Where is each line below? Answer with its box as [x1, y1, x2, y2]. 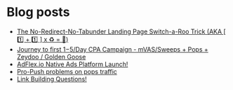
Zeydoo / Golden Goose [16, 52, 86, 61]
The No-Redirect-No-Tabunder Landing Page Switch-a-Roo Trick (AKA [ [16, 27, 226, 36]
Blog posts [6, 4, 70, 20]
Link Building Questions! [16, 75, 87, 83]
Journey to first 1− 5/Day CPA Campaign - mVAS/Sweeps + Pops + [16, 45, 208, 53]
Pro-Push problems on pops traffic [16, 67, 117, 75]
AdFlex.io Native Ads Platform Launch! [16, 60, 128, 68]
